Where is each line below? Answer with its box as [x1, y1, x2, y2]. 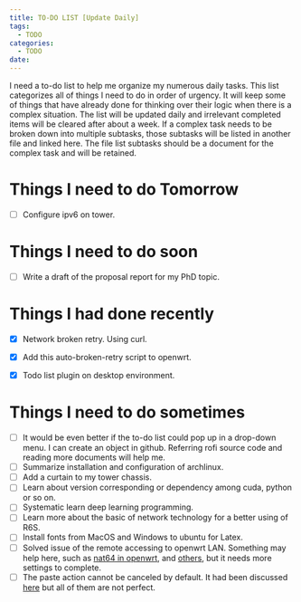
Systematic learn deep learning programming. [22, 502, 194, 512]
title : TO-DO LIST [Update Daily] [9, 13, 140, 23]
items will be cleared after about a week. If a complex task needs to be [9, 119, 273, 129]
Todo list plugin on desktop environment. [22, 370, 175, 381]
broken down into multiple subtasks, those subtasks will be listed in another [9, 129, 291, 139]
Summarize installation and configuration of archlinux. [22, 462, 224, 473]
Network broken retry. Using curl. [22, 333, 147, 344]
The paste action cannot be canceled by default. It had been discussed [22, 571, 288, 582]
